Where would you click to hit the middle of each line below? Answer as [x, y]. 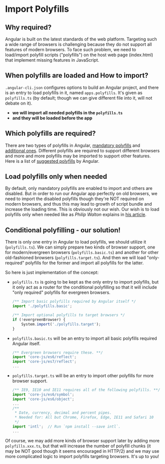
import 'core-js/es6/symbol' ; [43, 394]
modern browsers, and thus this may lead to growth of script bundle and [79, 204]
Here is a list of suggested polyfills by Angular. [52, 161]
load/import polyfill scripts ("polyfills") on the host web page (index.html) [79, 55]
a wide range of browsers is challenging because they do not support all [79, 44]
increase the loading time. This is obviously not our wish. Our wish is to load [82, 209]
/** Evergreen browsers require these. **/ [58, 353]
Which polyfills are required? [50, 133]
